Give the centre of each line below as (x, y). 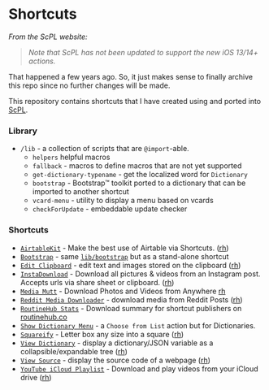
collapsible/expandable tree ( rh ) (74, 351)
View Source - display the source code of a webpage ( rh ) (115, 360)
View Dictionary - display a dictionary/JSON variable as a (117, 343)
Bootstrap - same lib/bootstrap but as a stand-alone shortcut (124, 256)
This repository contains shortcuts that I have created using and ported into (135, 101)
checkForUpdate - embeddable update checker (110, 209)
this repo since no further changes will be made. (89, 85)
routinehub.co (43, 317)
